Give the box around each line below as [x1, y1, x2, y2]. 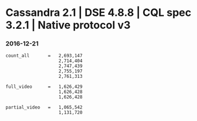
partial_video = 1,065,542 [5, 104, 83, 110]
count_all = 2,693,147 [5, 53, 83, 59]
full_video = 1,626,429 [5, 84, 83, 90]
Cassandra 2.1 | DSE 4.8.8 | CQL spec [5, 6, 192, 19]
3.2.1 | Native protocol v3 [5, 18, 131, 32]
